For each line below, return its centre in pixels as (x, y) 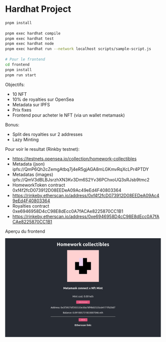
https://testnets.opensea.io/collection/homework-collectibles (74, 159)
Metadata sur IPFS (31, 104)
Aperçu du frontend (25, 231)
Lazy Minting (25, 139)
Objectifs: (15, 85)
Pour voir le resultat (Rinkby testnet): (42, 149)
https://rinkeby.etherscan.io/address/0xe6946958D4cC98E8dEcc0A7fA (86, 216)
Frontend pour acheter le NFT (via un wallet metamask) (68, 115)
